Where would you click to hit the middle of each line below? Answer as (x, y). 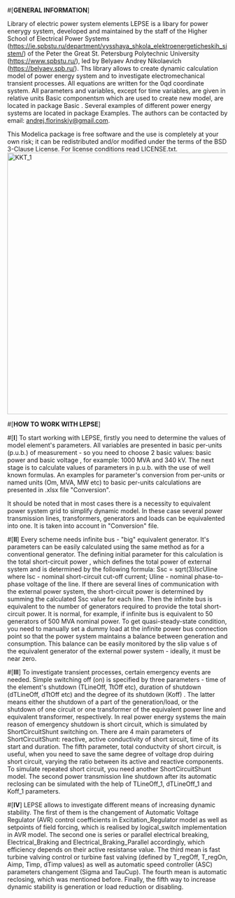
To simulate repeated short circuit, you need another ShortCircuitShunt (109, 769)
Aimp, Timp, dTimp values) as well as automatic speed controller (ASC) (110, 864)
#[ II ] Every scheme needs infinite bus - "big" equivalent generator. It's (108, 539)
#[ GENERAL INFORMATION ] (48, 10)
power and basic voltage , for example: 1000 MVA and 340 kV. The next (111, 460)
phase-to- (209, 577)
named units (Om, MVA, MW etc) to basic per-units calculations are (104, 482)
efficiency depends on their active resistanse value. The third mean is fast (114, 850)
